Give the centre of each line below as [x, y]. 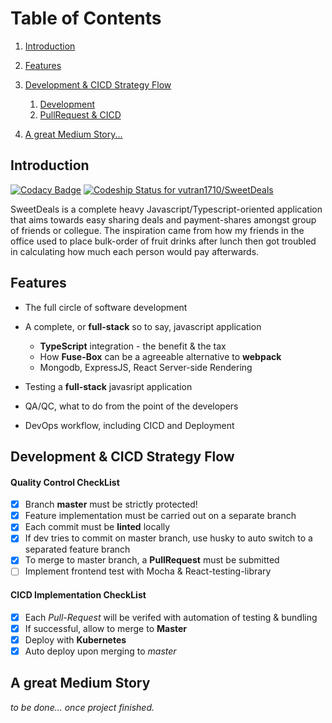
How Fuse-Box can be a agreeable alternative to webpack [160, 356]
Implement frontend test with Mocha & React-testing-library [148, 571]
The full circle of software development [106, 307]
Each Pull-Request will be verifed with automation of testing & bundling [171, 617]
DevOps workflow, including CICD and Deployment [129, 425]
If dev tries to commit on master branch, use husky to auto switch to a [168, 538]
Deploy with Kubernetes [75, 639]
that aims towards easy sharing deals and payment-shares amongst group [163, 219]
